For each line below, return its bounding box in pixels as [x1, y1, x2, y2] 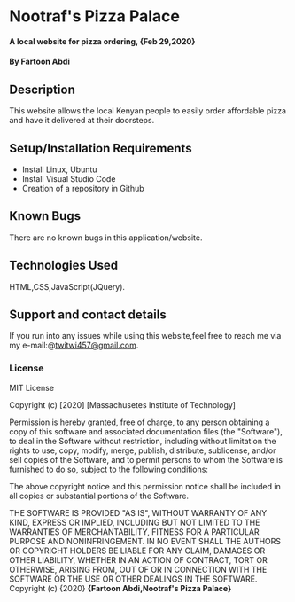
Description [9, 82, 75, 97]
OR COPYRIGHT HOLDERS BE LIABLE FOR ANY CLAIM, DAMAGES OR [9, 545, 266, 556]
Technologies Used [9, 258, 118, 273]
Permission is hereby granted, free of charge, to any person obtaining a [9, 417, 270, 427]
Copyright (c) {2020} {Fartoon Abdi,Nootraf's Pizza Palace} [9, 582, 232, 593]
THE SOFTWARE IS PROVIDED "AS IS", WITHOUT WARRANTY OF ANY [9, 507, 268, 518]
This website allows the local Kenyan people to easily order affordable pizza [9, 106, 286, 116]
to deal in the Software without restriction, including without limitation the [9, 435, 276, 446]
